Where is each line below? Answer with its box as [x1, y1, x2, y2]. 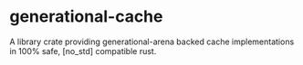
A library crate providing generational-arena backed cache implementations [9, 36, 295, 47]
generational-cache [9, 6, 163, 27]
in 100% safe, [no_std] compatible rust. [9, 45, 157, 56]
